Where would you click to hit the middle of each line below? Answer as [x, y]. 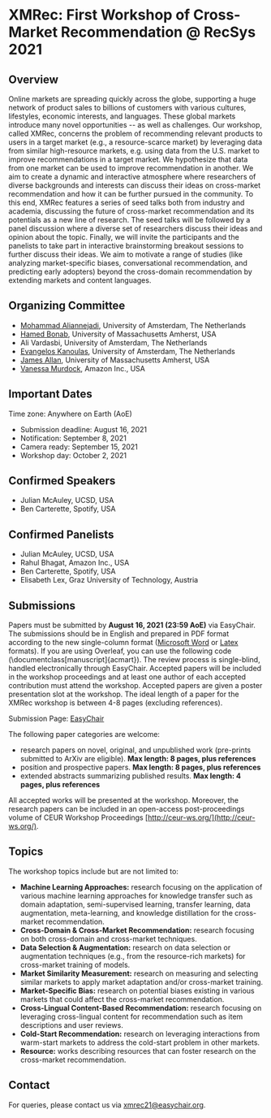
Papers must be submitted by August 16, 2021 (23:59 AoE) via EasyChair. [132, 625]
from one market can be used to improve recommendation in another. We [131, 168]
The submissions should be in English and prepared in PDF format [119, 634]
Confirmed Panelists [61, 534]
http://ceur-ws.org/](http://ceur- [201, 817]
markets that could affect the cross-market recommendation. [122, 999]
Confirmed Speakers [62, 481]
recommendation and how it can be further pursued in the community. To [131, 194]
